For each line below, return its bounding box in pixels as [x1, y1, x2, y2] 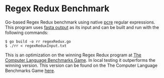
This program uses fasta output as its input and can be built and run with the [5, 24, 159, 30]
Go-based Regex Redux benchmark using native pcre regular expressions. [5, 19, 156, 25]
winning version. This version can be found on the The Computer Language [5, 62, 158, 68]
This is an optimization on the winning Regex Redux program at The [5, 52, 141, 58]
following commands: [5, 29, 48, 35]
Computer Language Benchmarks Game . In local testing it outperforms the [5, 57, 156, 63]
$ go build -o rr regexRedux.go [5, 39, 71, 44]
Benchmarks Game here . [5, 67, 55, 74]
